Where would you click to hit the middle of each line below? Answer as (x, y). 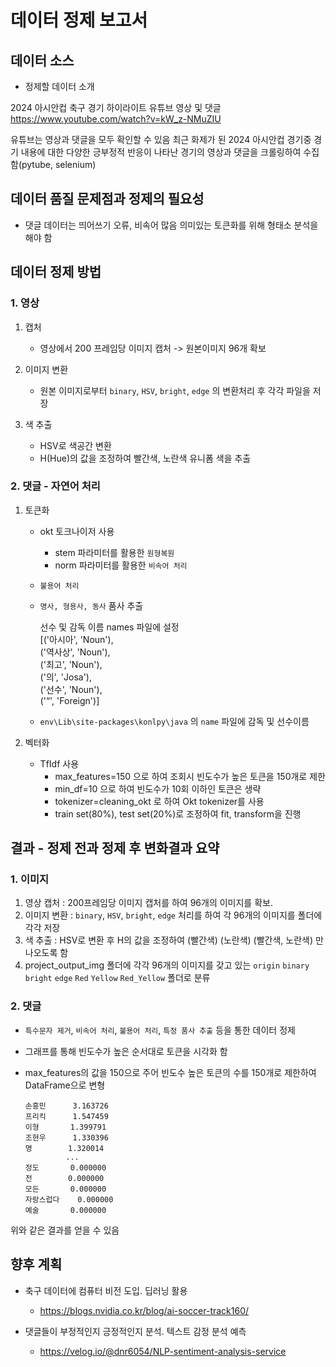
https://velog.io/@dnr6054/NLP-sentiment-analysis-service (163, 1351)
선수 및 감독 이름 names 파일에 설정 (109, 627)
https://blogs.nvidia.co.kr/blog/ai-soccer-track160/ (144, 1310)
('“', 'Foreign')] (69, 700)
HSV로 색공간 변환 (75, 445)
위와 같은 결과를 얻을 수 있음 (65, 1230)
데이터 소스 (42, 60)
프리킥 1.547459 (66, 1116)
